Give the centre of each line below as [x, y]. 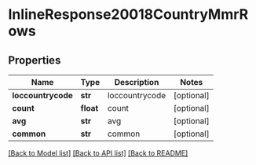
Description [137, 82]
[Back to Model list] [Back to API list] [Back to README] [98, 153]
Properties [35, 60]
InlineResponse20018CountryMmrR [128, 15]
